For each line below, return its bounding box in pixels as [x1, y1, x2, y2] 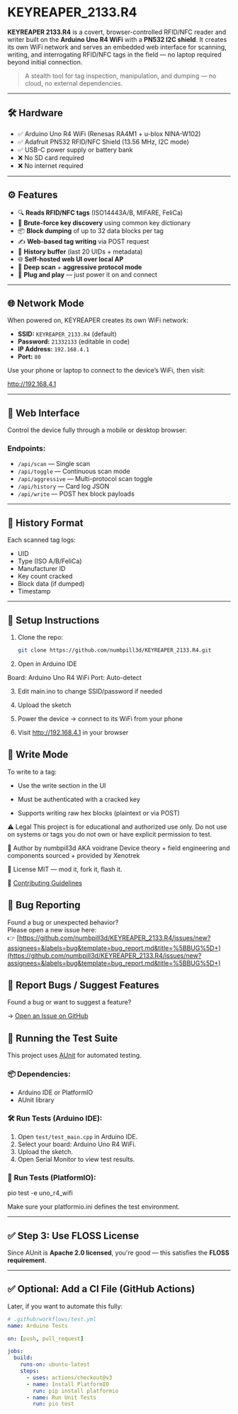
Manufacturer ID [17, 565, 66, 573]
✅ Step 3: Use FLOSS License [7, 1230, 140, 1242]
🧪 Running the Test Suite [7, 1032, 118, 1044]
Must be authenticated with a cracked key [17, 795, 140, 803]
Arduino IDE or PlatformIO [17, 1088, 93, 1097]
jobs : [7, 1347, 23, 1355]
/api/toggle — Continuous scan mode [17, 467, 130, 475]
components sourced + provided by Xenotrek [7, 851, 140, 859]
